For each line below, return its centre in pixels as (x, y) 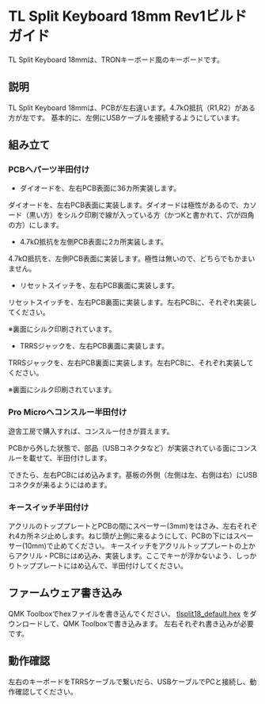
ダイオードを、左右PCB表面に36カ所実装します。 (100, 188)
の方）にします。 (36, 225)
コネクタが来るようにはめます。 (60, 484)
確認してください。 (46, 691)
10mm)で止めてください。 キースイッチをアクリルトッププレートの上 (137, 546)
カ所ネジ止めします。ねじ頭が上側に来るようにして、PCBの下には (126, 536)
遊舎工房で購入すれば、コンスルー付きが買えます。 (91, 431)
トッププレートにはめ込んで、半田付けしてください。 (101, 566)
